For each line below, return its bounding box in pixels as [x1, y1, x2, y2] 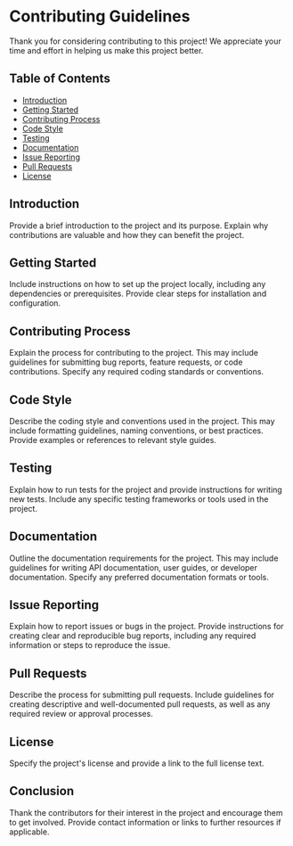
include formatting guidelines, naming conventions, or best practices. [9, 425, 265, 436]
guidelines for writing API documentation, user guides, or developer [9, 562, 258, 572]
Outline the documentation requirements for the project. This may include [9, 553, 279, 563]
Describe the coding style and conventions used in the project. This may [9, 416, 275, 426]
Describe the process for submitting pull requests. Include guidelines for [9, 689, 274, 701]
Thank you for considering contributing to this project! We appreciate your [9, 36, 282, 46]
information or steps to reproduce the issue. [9, 640, 171, 651]
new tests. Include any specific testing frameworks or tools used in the [9, 493, 269, 505]
